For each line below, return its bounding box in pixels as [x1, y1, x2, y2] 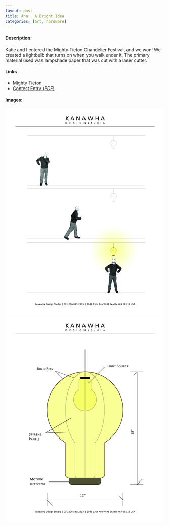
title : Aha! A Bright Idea [5, 13, 65, 19]
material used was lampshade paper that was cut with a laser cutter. [5, 57, 148, 63]
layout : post [5, 8, 33, 13]
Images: [5, 97, 23, 103]
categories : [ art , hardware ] [5, 19, 67, 24]
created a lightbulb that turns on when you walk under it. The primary [5, 52, 150, 58]
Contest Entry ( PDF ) [12, 85, 55, 91]
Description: [5, 35, 32, 41]
